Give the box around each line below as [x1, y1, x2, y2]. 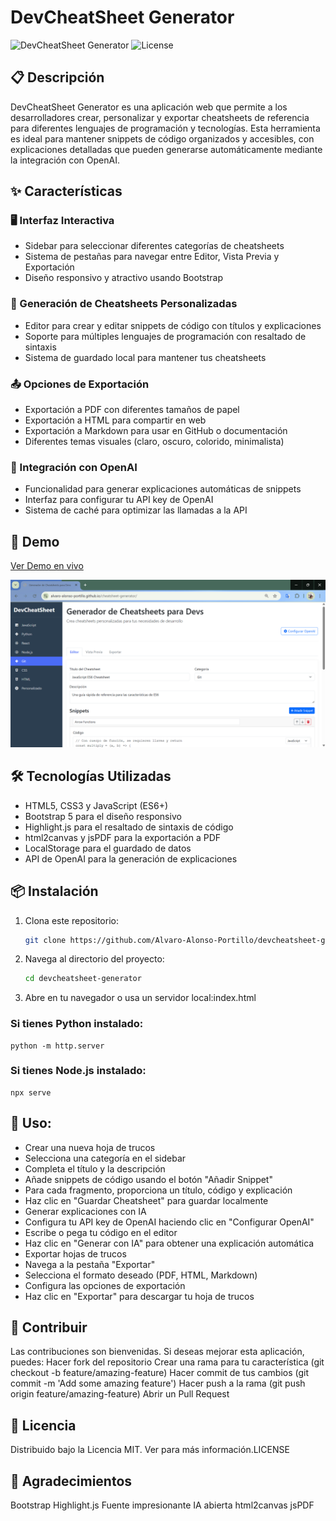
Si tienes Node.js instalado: [10, 1064, 147, 1078]
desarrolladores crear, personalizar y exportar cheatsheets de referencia [10, 111, 310, 123]
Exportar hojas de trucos [24, 1247, 127, 1260]
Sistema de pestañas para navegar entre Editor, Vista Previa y [24, 251, 280, 263]
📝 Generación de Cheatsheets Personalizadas [10, 297, 238, 311]
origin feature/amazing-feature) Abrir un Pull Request [10, 1388, 230, 1400]
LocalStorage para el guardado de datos [24, 842, 192, 854]
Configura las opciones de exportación [24, 1279, 186, 1291]
